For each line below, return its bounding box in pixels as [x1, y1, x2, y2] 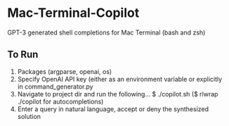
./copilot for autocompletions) [17, 97, 104, 106]
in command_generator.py [17, 82, 93, 91]
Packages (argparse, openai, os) [17, 67, 112, 75]
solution [17, 112, 41, 120]
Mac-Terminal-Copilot [7, 5, 140, 21]
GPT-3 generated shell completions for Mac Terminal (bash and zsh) [7, 28, 206, 37]
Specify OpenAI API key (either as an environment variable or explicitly [17, 75, 223, 83]
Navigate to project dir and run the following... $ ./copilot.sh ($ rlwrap [17, 89, 218, 98]
